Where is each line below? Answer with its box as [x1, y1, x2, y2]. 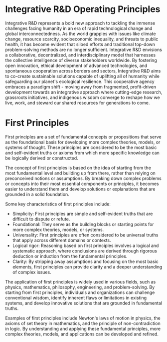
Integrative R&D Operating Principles [5, 3, 161, 15]
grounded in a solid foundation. [5, 191, 70, 197]
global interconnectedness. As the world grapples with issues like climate [5, 30, 156, 36]
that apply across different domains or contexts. [12, 237, 111, 243]
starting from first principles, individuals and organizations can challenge [5, 289, 155, 295]
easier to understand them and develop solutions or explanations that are [5, 186, 156, 192]
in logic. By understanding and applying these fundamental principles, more [5, 325, 161, 331]
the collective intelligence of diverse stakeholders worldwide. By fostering [5, 57, 157, 63]
